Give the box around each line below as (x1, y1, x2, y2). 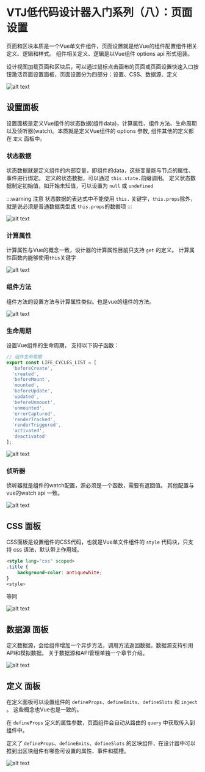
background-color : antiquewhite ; (17, 569, 103, 575)
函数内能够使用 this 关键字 (11, 254, 76, 261)
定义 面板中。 (13, 135, 46, 142)
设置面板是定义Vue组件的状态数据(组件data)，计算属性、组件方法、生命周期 (6, 119, 197, 127)
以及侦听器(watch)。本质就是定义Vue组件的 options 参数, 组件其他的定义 (6, 127, 189, 135)
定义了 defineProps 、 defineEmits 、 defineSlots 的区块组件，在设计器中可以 (6, 740, 196, 747)
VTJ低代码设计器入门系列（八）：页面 (6, 6, 193, 20)
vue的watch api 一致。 (6, 489, 63, 497)
